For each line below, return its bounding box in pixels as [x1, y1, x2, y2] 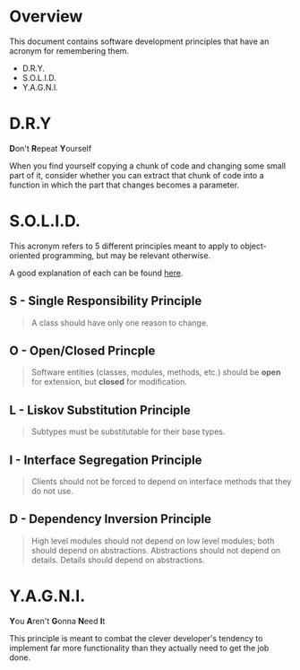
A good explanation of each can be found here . [9, 267, 184, 278]
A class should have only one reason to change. [30, 317, 209, 328]
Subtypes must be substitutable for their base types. [30, 426, 226, 437]
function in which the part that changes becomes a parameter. [9, 179, 240, 190]
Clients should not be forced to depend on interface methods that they [30, 476, 292, 487]
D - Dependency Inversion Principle [9, 511, 212, 526]
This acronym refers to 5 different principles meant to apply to [9, 240, 239, 251]
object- [240, 240, 267, 251]
